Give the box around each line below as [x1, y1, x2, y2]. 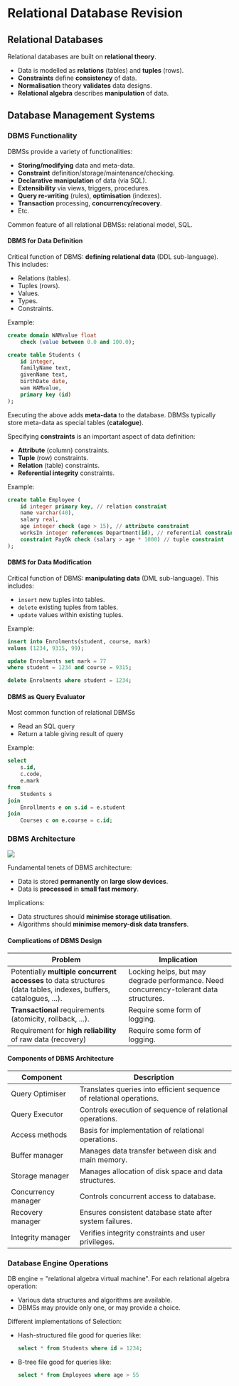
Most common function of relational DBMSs [7, 708, 135, 717]
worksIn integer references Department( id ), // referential [20, 529, 202, 536]
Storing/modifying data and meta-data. [17, 160, 135, 169]
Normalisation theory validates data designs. [17, 81, 152, 90]
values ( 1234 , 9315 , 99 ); [7, 644, 84, 652]
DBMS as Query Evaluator [7, 692, 85, 700]
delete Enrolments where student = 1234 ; [7, 677, 132, 684]
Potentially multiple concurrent [11, 967, 117, 977]
